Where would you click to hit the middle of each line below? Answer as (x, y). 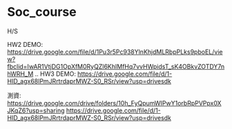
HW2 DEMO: (25, 44)
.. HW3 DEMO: (55, 74)
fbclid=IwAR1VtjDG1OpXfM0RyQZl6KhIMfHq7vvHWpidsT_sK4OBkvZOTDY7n (116, 66)
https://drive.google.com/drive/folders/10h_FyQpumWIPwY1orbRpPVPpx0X (115, 103)
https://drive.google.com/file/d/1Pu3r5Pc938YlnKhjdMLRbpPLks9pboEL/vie (115, 52)
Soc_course (42, 12)
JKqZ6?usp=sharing (36, 110)
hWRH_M (20, 74)
